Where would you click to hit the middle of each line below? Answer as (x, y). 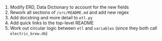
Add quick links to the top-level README (52, 23)
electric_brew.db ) (29, 33)
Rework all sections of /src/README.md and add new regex (69, 12)
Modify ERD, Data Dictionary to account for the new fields (69, 7)
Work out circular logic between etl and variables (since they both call (83, 28)
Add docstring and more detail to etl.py (51, 18)
